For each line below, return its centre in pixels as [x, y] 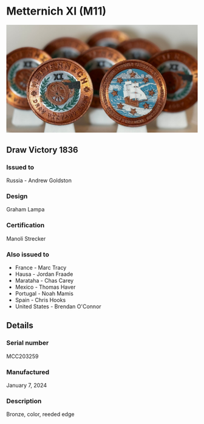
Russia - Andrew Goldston [39, 180]
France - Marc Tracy [41, 268]
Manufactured [28, 372]
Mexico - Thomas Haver [45, 287]
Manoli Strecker [26, 238]
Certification [25, 225]
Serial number [28, 343]
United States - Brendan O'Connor [58, 306]
